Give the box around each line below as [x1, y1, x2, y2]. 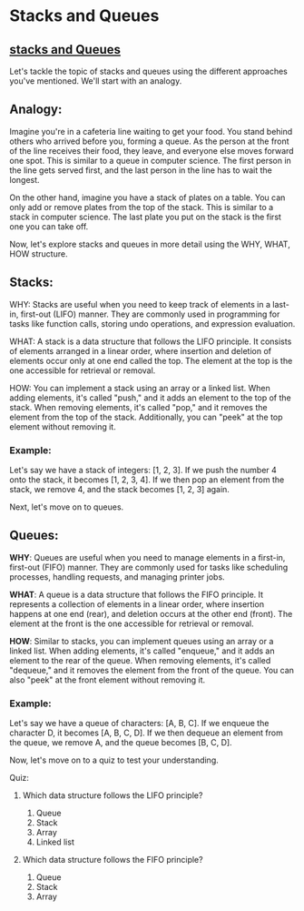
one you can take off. [9, 220, 89, 232]
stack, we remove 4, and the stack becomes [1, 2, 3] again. [9, 483, 230, 494]
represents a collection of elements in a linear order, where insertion [9, 598, 265, 610]
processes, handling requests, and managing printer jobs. [9, 571, 225, 582]
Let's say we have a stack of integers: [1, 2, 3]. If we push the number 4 [9, 464, 277, 475]
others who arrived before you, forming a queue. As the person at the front [9, 136, 289, 147]
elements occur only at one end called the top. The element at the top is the [9, 355, 293, 366]
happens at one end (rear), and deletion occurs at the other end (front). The [9, 608, 293, 619]
